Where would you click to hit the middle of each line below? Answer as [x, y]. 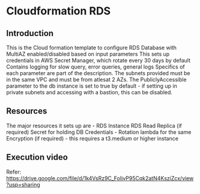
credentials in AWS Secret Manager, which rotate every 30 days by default [98, 60]
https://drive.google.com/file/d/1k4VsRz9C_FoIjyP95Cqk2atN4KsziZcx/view [100, 178]
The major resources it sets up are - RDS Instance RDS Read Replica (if [94, 126]
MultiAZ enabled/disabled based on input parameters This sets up [88, 54]
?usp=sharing [23, 184]
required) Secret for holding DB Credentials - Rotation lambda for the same [99, 132]
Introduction [30, 33]
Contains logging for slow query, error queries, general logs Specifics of [95, 67]
